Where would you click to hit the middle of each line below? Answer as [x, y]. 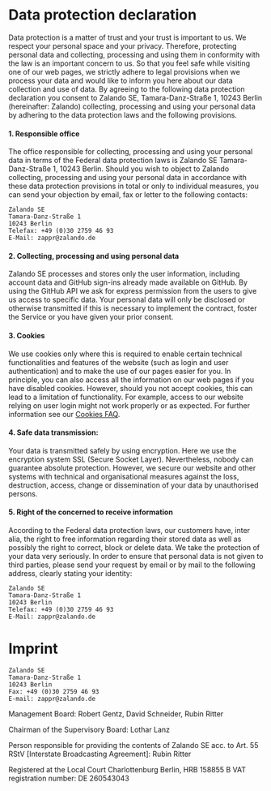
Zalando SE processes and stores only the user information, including [124, 274]
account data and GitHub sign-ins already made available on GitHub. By [128, 282]
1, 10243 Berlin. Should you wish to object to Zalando [141, 169]
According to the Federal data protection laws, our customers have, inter [129, 530]
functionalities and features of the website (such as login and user [119, 362]
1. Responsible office [44, 133]
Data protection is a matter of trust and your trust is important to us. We [127, 37]
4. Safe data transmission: [53, 432]
